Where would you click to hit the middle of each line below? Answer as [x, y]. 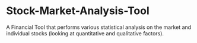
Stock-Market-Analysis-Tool [78, 11]
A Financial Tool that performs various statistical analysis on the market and [99, 27]
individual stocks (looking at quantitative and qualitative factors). [85, 33]
